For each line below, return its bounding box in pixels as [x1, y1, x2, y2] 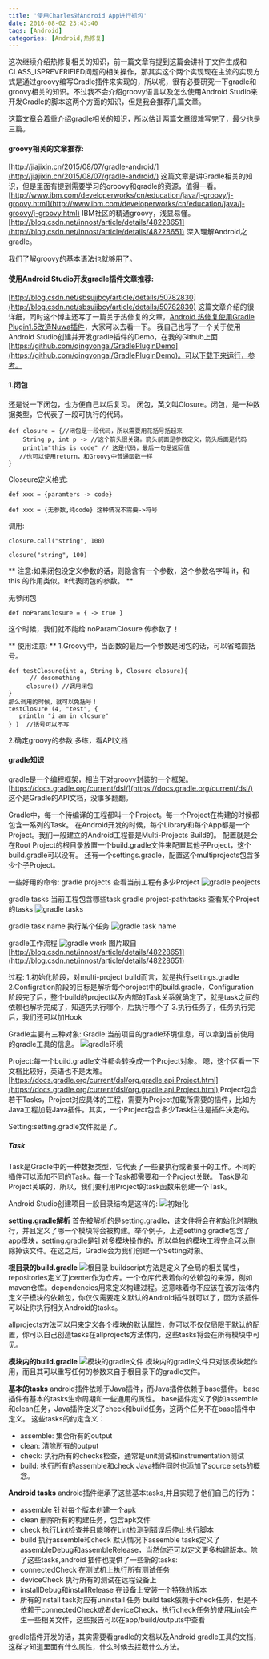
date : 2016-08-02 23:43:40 [8, 19, 98, 27]
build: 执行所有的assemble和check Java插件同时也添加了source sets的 [19, 1461, 254, 1471]
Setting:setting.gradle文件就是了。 [8, 1122, 122, 1132]
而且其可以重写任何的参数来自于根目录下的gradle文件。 [22, 1367, 205, 1376]
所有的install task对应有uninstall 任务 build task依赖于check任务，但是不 [19, 1595, 259, 1605]
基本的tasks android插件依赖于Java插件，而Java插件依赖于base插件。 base [8, 1384, 260, 1393]
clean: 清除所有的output [19, 1441, 99, 1451]
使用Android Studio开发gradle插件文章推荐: [8, 274, 155, 284]
